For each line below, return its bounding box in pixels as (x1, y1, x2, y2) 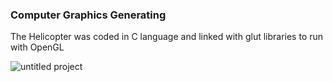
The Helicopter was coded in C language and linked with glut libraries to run (10, 31, 324, 43)
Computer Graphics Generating (10, 8, 167, 22)
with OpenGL (10, 41, 65, 53)
